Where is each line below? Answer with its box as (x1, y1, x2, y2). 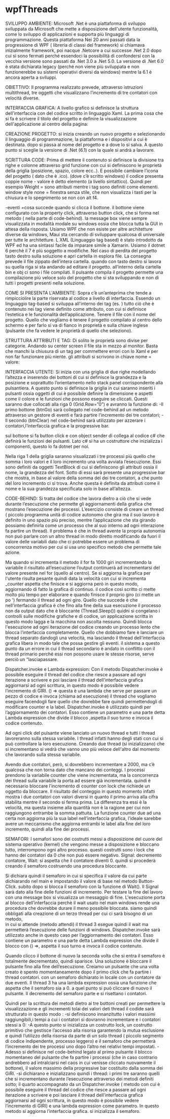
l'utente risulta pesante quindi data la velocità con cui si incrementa (5, 575, 146, 581)
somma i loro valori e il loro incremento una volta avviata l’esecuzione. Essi (5, 458, 161, 465)
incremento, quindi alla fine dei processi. (5, 826, 90, 832)
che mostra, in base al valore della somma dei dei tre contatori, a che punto (5, 475, 163, 481)
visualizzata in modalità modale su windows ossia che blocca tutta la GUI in (5, 220, 163, 226)
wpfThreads (5, 4, 58, 15)
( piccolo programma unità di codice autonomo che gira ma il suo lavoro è (5, 511, 159, 517)
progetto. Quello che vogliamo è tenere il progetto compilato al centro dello (5, 316, 162, 323)
